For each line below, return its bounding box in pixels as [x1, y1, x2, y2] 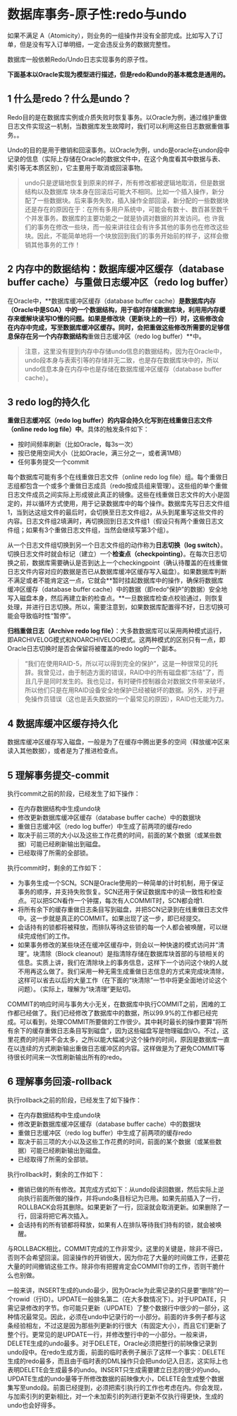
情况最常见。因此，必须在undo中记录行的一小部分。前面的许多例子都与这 [13, 1312, 226, 1320]
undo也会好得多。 [7, 1400, 60, 1409]
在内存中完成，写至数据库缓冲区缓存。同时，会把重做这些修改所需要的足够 [7, 323, 224, 331]
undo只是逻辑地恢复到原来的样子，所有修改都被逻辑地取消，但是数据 [24, 178, 226, 187]
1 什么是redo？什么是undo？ [7, 93, 132, 105]
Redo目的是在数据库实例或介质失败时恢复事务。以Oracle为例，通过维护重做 [7, 113, 227, 121]
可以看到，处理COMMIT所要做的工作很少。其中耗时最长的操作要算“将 [19, 1018, 222, 1026]
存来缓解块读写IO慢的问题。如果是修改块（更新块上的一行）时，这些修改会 [7, 314, 224, 323]
